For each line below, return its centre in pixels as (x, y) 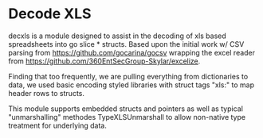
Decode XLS (50, 14)
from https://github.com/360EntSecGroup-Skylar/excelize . (104, 61)
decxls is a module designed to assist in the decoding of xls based (118, 36)
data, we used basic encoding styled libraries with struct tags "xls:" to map (131, 85)
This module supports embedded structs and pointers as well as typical (126, 109)
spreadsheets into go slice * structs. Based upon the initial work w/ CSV (126, 44)
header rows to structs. (47, 93)
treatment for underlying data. (58, 125)
